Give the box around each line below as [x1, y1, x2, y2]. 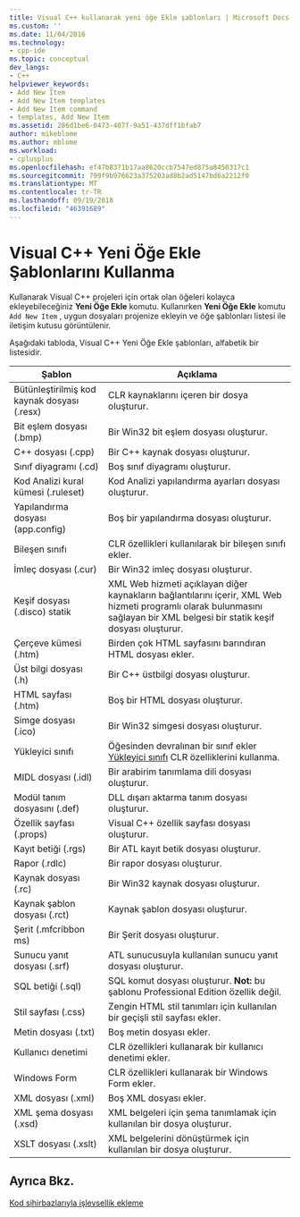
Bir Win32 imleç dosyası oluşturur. [108, 562, 253, 575]
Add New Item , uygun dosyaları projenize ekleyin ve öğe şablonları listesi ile [9, 310, 287, 321]
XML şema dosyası [13, 1106, 94, 1119]
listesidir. [9, 346, 42, 358]
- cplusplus [9, 154, 54, 164]
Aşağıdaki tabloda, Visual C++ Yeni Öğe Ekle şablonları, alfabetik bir [9, 337, 259, 348]
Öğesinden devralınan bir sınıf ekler [108, 739, 257, 752]
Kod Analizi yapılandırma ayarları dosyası [108, 475, 280, 487]
